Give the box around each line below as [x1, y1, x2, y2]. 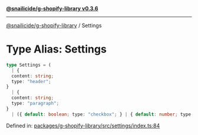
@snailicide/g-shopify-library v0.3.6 [6, 5, 98, 12]
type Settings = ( [6, 62, 51, 68]
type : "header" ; [11, 78, 51, 84]
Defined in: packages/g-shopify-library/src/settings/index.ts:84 [6, 122, 160, 129]
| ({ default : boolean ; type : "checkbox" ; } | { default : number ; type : [11, 111, 194, 117]
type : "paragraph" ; [11, 100, 60, 107]
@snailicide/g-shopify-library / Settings [6, 22, 102, 29]
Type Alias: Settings [6, 42, 107, 56]
